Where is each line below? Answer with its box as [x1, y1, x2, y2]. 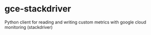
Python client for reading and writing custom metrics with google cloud [4, 19, 146, 25]
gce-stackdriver [4, 3, 71, 14]
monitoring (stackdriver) [4, 24, 53, 30]
